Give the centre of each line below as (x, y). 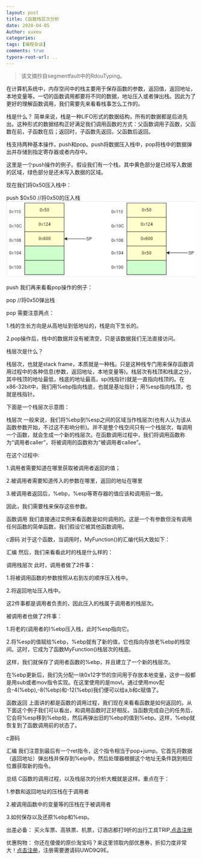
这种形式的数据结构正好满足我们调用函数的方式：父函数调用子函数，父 (103, 124)
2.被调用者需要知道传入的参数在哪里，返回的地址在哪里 (75, 481)
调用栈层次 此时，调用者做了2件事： (51, 565)
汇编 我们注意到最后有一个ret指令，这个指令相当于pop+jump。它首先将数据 (99, 751)
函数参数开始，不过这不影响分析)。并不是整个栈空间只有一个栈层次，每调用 (99, 427)
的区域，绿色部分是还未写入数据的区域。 (56, 172)
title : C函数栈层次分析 (33, 19)
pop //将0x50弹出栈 (31, 300)
